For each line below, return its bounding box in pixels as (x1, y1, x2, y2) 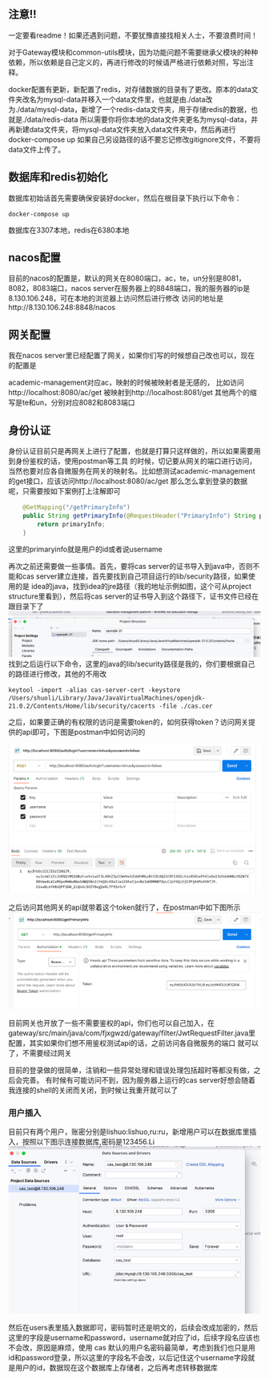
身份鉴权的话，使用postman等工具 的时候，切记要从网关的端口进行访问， (14, 456, 257, 466)
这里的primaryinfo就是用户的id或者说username (8, 544, 163, 554)
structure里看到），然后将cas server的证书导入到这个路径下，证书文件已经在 (8, 591, 259, 601)
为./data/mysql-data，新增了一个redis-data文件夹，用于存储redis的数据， (8, 104, 251, 114)
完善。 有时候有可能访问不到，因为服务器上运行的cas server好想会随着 (22, 1075, 256, 1084)
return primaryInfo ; (37, 520, 106, 528)
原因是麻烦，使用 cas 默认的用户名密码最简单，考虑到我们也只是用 (35, 1342, 256, 1352)
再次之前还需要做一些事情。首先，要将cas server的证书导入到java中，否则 (8, 561, 254, 571)
